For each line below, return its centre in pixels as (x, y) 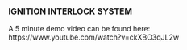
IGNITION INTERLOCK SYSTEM (71, 11)
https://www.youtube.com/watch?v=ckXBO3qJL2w (94, 37)
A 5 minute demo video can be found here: (79, 29)
